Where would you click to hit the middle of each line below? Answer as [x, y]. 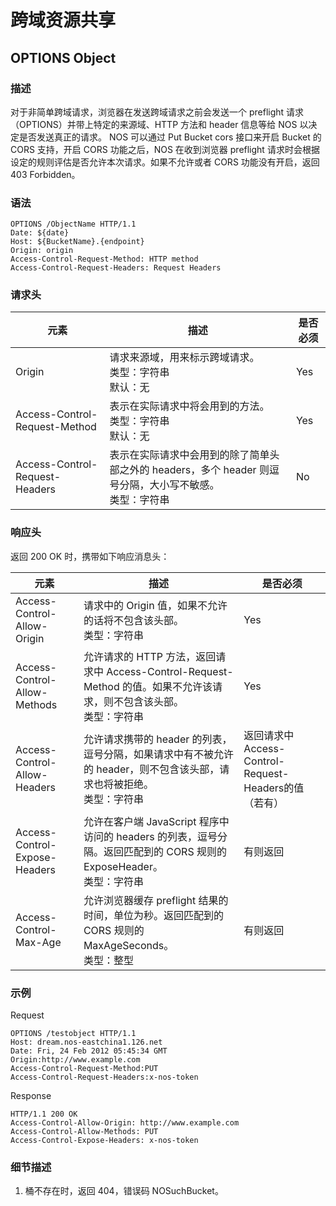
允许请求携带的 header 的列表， [158, 739]
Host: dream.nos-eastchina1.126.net [86, 1042]
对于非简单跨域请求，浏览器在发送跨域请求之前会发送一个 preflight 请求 [157, 112]
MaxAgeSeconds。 [129, 945]
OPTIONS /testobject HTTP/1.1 [73, 1034]
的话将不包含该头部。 [133, 620]
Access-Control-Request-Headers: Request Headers [116, 268]
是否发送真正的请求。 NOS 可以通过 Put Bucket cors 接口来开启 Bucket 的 [170, 137]
